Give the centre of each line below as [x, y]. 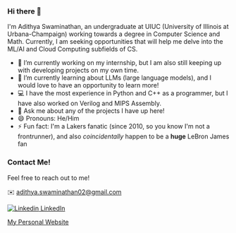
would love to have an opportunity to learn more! [88, 85]
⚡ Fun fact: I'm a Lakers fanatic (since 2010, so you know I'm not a [113, 126]
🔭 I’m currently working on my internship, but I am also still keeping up [119, 63]
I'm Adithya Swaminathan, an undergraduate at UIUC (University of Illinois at [118, 27]
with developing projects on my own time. [78, 71]
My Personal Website [38, 222]
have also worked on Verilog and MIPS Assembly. [89, 103]
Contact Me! [29, 162]
